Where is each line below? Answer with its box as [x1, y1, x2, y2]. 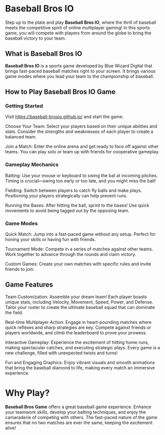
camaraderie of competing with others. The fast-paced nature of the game [5, 414, 158, 420]
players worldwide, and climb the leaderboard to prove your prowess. [5, 329, 147, 335]
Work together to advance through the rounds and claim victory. [5, 251, 136, 257]
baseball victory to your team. [5, 35, 66, 41]
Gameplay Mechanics [5, 161, 58, 168]
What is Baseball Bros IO [5, 50, 83, 58]
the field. [5, 310, 23, 315]
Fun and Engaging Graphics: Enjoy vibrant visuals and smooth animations [5, 359, 155, 365]
